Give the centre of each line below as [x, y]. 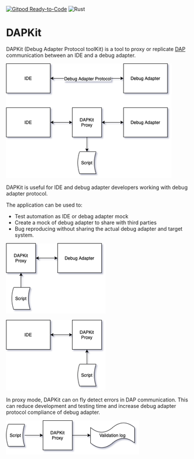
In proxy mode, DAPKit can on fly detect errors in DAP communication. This [97, 400]
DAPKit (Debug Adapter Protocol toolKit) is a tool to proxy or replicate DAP [96, 49]
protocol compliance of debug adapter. [53, 412]
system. [24, 235]
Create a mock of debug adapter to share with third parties [86, 222]
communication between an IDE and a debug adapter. [71, 55]
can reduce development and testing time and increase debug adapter [91, 406]
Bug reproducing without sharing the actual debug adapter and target [98, 228]
